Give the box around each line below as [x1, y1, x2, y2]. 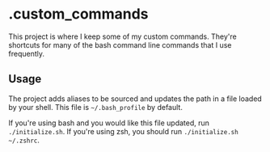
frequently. [8, 49, 44, 58]
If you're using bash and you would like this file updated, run [8, 118, 210, 128]
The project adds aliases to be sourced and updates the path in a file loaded [8, 94, 263, 103]
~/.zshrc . [8, 135, 40, 145]
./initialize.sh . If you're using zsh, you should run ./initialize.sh [8, 126, 238, 136]
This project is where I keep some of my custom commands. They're [8, 32, 237, 41]
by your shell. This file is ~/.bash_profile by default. [8, 102, 184, 112]
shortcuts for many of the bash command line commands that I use [8, 40, 232, 49]
